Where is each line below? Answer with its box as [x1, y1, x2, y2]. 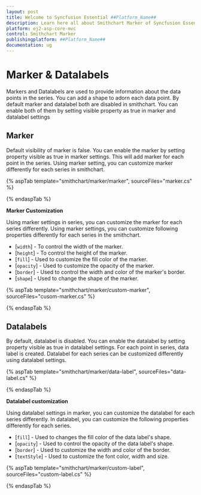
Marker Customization [6, 207, 63, 214]
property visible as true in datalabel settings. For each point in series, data [6, 344, 189, 351]
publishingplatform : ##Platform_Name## [6, 37, 106, 43]
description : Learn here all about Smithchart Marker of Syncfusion [6, 20, 181, 26]
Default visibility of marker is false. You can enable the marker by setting [6, 146, 185, 153]
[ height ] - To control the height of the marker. [14, 249, 127, 256]
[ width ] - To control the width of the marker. [14, 243, 123, 250]
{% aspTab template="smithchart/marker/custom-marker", [6, 286, 151, 294]
